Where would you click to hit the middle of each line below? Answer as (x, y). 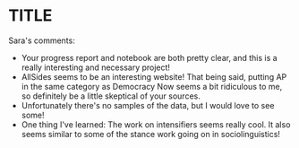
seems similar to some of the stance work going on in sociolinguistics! (151, 134)
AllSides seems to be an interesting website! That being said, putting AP (154, 76)
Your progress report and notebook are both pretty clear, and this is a (149, 57)
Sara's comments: (42, 40)
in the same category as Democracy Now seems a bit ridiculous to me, (152, 86)
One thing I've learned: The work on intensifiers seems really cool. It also (156, 124)
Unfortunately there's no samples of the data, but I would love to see (148, 105)
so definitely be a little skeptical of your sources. (111, 96)
